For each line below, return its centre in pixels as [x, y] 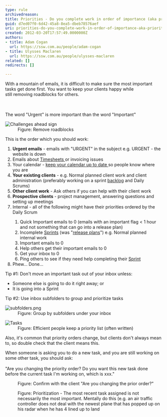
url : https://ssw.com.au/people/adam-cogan [55, 47]
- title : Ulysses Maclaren [33, 51]
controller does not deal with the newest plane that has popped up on [89, 404]
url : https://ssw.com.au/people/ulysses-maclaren [62, 56]
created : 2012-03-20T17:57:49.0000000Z [46, 33]
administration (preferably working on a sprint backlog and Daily [78, 181]
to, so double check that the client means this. [52, 343]
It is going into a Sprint [35, 289]
